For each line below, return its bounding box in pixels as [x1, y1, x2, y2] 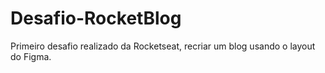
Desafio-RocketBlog [10, 7, 182, 30]
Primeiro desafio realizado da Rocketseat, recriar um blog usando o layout [10, 40, 316, 52]
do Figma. [10, 50, 52, 62]
